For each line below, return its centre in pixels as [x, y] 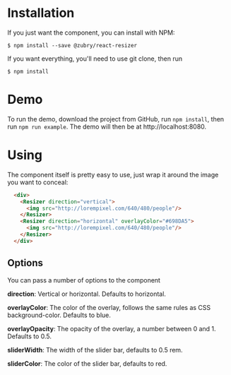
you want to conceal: [38, 182]
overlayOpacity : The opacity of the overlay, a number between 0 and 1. [112, 328]
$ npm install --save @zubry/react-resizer [72, 45]
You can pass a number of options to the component [84, 280]
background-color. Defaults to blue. [59, 315]
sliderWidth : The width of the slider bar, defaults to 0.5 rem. [95, 350]
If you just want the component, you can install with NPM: [91, 32]
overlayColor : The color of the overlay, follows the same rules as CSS [109, 307]
